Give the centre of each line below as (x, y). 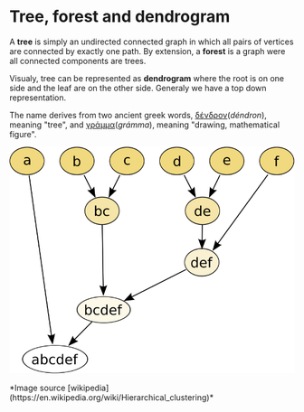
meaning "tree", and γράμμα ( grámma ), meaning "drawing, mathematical (145, 125)
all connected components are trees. (78, 61)
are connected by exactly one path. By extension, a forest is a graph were (147, 51)
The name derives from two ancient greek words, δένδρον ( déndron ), (138, 115)
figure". (23, 134)
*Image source (38, 388)
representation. (38, 98)
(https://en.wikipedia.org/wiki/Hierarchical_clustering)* (112, 397)
